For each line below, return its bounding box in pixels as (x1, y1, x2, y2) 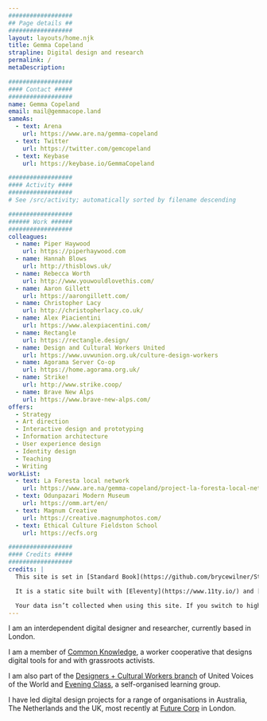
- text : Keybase (15, 152, 69, 160)
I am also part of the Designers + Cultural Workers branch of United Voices (8, 671, 254, 681)
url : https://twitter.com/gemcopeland (22, 144, 151, 152)
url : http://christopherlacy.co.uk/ (22, 307, 145, 315)
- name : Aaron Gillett (15, 284, 91, 292)
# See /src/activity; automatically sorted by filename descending (8, 196, 237, 204)
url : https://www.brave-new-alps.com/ (22, 395, 151, 403)
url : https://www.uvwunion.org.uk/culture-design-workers (22, 351, 219, 359)
